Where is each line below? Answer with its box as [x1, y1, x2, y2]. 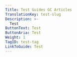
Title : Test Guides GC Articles [5, 7, 72, 12]
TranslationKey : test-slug [5, 12, 61, 17]
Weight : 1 [5, 35, 26, 40]
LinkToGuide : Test [5, 44, 43, 49]
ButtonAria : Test [5, 30, 41, 35]
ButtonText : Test [5, 26, 41, 31]
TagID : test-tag [5, 40, 39, 45]
